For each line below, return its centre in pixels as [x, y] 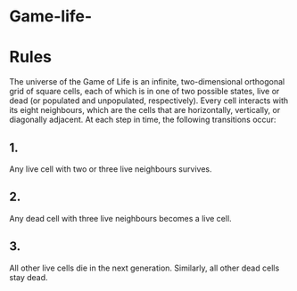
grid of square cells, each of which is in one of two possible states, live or [144, 92]
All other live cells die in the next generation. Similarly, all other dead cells [144, 268]
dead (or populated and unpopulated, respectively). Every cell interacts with [149, 101]
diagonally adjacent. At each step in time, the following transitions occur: [143, 120]
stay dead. [29, 277]
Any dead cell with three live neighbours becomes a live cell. [120, 218]
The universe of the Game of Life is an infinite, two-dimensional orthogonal [147, 82]
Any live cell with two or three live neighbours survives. [111, 169]
